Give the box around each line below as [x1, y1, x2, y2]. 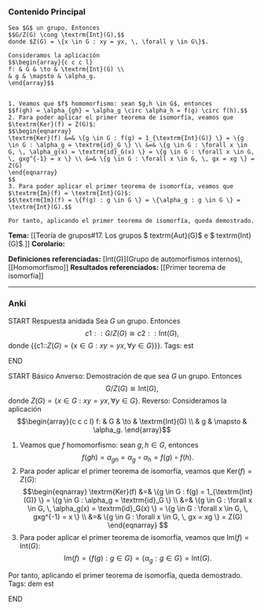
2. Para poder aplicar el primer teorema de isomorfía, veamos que [8, 113, 234, 122]
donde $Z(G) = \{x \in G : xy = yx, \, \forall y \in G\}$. [8, 38, 210, 46]
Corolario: [31, 239, 65, 249]
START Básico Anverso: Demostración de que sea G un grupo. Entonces [8, 371, 242, 380]
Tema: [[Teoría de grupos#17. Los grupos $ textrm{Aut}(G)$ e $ [8, 231, 214, 240]
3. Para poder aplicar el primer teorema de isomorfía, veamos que [8, 183, 234, 190]
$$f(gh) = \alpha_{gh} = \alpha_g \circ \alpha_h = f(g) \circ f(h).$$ [8, 107, 247, 115]
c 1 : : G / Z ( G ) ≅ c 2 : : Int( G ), [85, 328, 179, 338]
